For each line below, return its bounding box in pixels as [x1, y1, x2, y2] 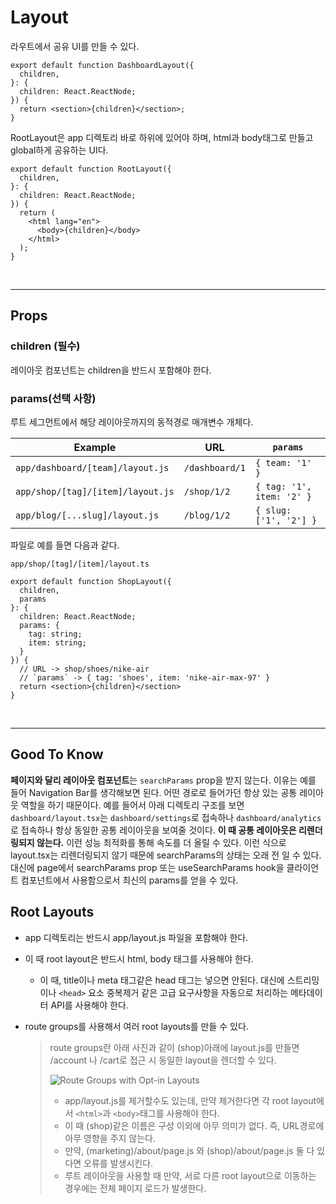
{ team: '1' [254, 457, 312, 468]
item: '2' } [254, 491, 312, 502]
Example [73, 440, 117, 454]
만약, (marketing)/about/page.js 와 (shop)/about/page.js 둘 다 [64, 1144, 315, 1156]
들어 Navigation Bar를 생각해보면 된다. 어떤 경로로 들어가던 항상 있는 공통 [10, 786, 298, 798]
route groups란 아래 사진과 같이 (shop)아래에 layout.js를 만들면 [49, 1041, 300, 1053]
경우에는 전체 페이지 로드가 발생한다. [64, 1182, 207, 1194]
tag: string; [28, 629, 83, 639]
